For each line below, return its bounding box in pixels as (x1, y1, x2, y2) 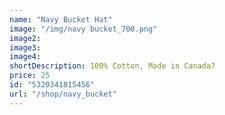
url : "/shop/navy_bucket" (9, 89, 117, 99)
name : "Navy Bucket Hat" (9, 14, 113, 25)
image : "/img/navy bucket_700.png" (9, 24, 158, 34)
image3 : (9, 42, 42, 53)
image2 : (9, 33, 42, 43)
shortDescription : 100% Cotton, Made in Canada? (9, 61, 216, 71)
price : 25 (9, 71, 51, 81)
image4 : (9, 52, 42, 62)
